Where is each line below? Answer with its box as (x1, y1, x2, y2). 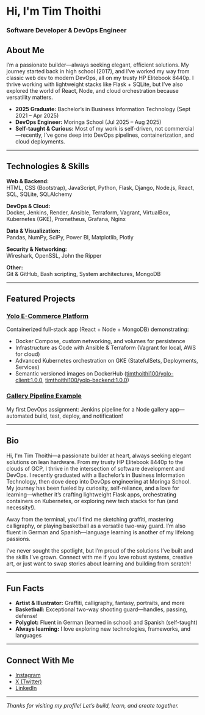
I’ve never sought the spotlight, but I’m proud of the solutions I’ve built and (6, 546, 193, 554)
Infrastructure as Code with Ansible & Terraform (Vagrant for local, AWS (15, 344, 196, 352)
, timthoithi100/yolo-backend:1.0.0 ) (41, 377, 129, 384)
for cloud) (15, 350, 40, 358)
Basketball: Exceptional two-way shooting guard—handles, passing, (15, 606, 188, 613)
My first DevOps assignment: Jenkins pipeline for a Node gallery (6, 405, 169, 413)
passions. (6, 535, 31, 542)
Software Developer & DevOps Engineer (6, 26, 127, 35)
